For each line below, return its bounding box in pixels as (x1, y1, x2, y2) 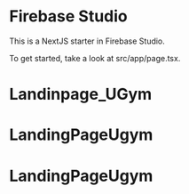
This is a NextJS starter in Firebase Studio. (9, 36, 166, 46)
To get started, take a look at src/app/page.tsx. (9, 53, 181, 63)
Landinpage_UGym (9, 85, 153, 104)
